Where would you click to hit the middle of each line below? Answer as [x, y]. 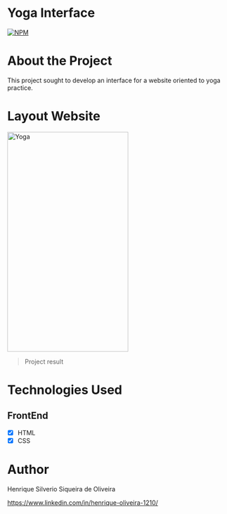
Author [28, 470]
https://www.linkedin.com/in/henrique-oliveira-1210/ [83, 502]
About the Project [60, 61]
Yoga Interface [51, 13]
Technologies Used [65, 390]
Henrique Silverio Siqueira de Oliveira [61, 489]
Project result [44, 361]
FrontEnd [28, 416]
